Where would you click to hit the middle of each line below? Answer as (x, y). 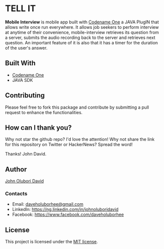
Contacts (16, 194)
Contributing (25, 96)
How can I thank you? (38, 127)
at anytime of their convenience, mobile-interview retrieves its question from (82, 32)
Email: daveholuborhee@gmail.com (48, 204)
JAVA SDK (22, 80)
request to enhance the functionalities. (44, 112)
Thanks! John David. (26, 154)
